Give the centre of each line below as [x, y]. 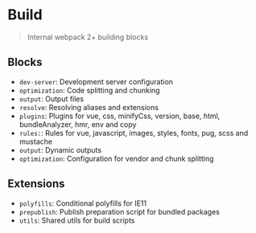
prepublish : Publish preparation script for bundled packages [120, 211]
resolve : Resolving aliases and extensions [89, 107]
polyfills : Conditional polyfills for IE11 [83, 203]
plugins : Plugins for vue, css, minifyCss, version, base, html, [120, 116]
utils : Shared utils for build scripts [77, 220]
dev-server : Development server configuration [96, 81]
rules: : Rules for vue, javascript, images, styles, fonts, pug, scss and [134, 133]
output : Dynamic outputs [60, 149]
